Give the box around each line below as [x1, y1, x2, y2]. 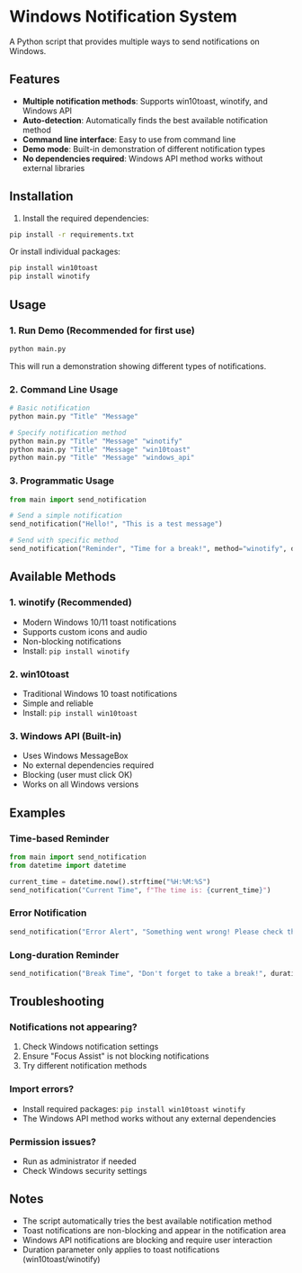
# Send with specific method [9, 536, 119, 546]
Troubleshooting [9, 994, 105, 1009]
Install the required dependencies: [22, 212, 150, 223]
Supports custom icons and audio [22, 626, 148, 636]
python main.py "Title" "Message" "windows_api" [9, 453, 195, 463]
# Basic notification [9, 403, 91, 413]
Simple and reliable [22, 698, 94, 709]
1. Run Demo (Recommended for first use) [9, 324, 195, 337]
